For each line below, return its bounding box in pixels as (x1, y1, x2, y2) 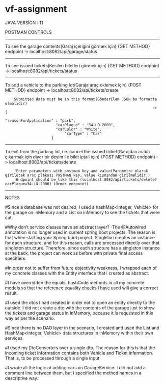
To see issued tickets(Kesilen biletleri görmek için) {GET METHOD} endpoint (5, 62, 160, 68)
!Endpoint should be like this (14, 177, 78, 182)
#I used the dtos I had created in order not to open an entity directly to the (5, 300, 155, 305)
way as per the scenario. (5, 315, 55, 321)
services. (5, 335, 24, 341)
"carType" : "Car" (64, 131, 102, 136)
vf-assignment (5, 3, 67, 15)
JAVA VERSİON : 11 (5, 20, 43, 26)
